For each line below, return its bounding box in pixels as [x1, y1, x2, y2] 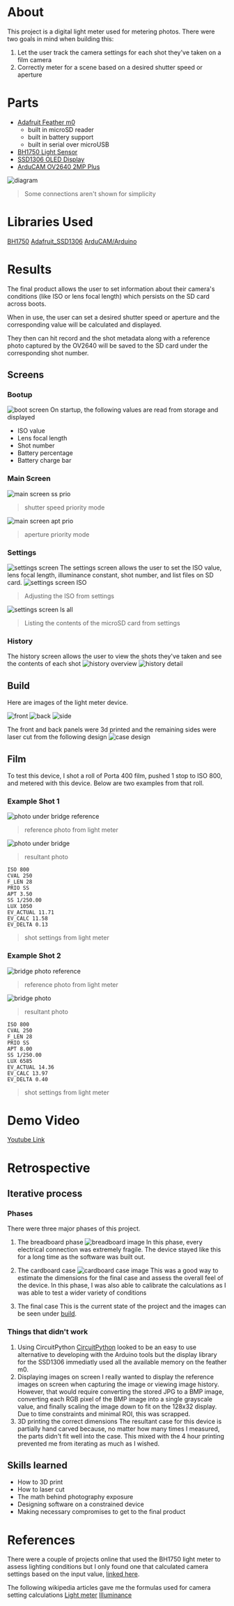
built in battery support [27, 133, 94, 141]
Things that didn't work [7, 1327, 88, 1337]
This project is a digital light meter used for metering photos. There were [7, 27, 215, 36]
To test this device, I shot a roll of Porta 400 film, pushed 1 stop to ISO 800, [7, 771, 223, 780]
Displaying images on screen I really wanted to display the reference [17, 1372, 214, 1381]
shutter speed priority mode [24, 503, 105, 512]
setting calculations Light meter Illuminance [7, 1591, 132, 1599]
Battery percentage [17, 449, 73, 457]
